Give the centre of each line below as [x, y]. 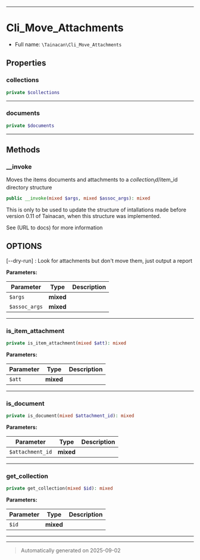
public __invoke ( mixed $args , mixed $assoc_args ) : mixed [78, 198]
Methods [23, 150]
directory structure [29, 188]
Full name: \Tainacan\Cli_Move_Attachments [68, 44]
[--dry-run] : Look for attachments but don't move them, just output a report [99, 260]
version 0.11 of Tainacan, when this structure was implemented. [84, 216]
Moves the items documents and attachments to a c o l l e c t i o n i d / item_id [92, 181]
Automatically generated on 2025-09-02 [71, 550]
